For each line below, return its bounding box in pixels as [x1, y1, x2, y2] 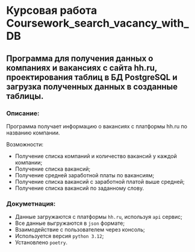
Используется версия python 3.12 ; [14, 233, 104, 240]
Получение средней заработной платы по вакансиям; [14, 171, 155, 178]
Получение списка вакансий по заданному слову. [14, 184, 144, 192]
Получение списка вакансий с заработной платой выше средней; [14, 178, 185, 185]
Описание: [6, 109, 40, 118]
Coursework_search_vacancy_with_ [6, 16, 189, 30]
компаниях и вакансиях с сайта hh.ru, [6, 63, 158, 73]
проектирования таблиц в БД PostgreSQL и [6, 72, 178, 82]
